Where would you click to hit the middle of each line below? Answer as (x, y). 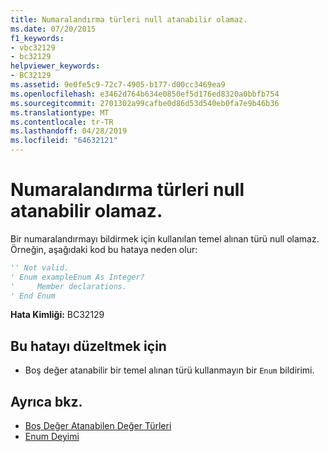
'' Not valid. (40, 267)
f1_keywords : (37, 38)
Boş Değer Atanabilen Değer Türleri (98, 426)
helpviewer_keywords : (55, 66)
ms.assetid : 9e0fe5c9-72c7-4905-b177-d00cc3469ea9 (118, 85)
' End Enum (33, 296)
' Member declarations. (69, 286)
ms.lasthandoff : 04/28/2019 (69, 131)
